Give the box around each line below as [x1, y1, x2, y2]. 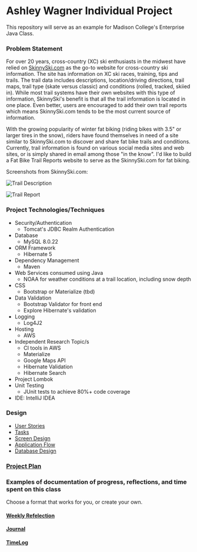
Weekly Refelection [6, 512, 55, 519]
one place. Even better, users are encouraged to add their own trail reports [6, 102, 187, 109]
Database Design [14, 447, 57, 454]
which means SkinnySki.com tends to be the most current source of [6, 108, 171, 115]
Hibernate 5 [23, 250, 52, 257]
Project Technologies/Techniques [6, 206, 105, 214]
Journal [6, 526, 25, 533]
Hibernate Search [23, 369, 66, 376]
